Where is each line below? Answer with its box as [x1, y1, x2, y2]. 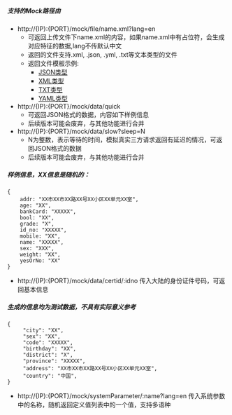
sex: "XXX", [20, 245, 55, 252]
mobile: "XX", [20, 232, 61, 240]
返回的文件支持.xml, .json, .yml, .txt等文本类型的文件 [27, 50, 177, 59]
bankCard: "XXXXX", [20, 207, 77, 215]
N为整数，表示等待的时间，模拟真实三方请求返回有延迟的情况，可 [27, 135, 217, 144]
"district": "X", [22, 351, 73, 358]
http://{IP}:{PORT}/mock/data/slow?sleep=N [17, 127, 145, 135]
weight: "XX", [20, 251, 61, 258]
